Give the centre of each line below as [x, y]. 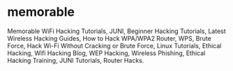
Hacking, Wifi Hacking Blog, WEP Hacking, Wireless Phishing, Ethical [106, 53]
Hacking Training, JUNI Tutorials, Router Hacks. [76, 60]
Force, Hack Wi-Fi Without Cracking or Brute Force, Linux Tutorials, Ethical [114, 45]
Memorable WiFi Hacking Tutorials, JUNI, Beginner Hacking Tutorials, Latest [117, 31]
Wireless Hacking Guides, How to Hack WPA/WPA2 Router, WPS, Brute [109, 38]
